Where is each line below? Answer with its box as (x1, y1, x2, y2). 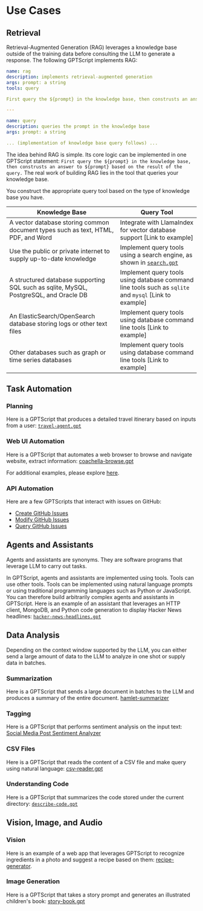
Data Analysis (6, 630, 60, 641)
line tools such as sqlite (120, 283, 190, 291)
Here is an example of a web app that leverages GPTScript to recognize (6, 849, 185, 857)
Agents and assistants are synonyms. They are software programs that (6, 556, 182, 563)
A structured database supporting (9, 276, 106, 284)
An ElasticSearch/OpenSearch (9, 312, 95, 320)
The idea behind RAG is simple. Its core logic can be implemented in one (6, 151, 187, 158)
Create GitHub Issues (14, 510, 68, 517)
